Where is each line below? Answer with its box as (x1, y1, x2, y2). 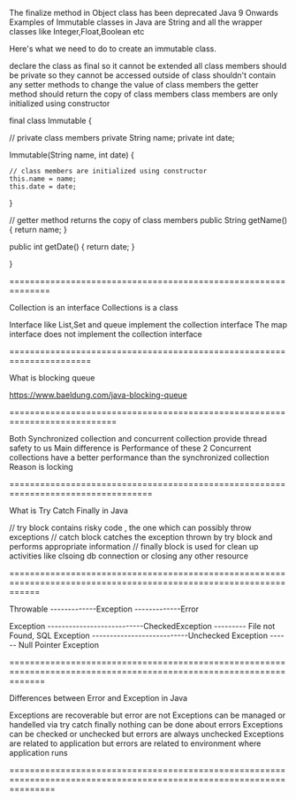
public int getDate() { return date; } (9, 242, 135, 251)
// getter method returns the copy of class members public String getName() (9, 215, 288, 225)
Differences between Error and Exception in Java (9, 693, 188, 703)
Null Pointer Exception (18, 640, 100, 650)
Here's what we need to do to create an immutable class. (9, 43, 216, 54)
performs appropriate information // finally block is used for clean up (9, 542, 259, 551)
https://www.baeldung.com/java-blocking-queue (9, 389, 187, 400)
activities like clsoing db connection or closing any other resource (9, 550, 249, 561)
